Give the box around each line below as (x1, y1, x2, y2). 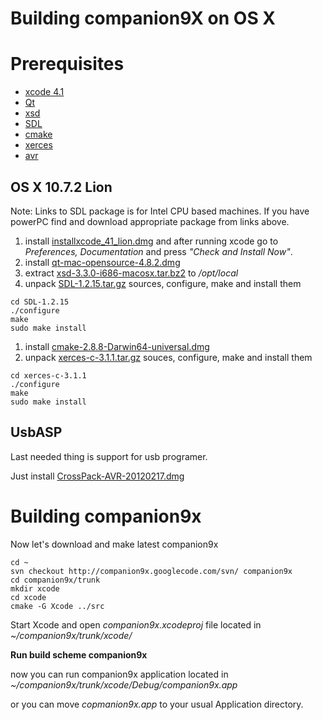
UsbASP (10, 424, 63, 441)
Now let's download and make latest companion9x (10, 538, 219, 550)
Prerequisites (10, 53, 125, 76)
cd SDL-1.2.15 (10, 297, 70, 307)
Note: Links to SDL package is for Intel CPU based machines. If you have (10, 205, 310, 217)
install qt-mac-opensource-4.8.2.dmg (24, 256, 181, 268)
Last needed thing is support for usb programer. (10, 450, 208, 462)
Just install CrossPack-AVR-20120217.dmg (10, 470, 185, 482)
